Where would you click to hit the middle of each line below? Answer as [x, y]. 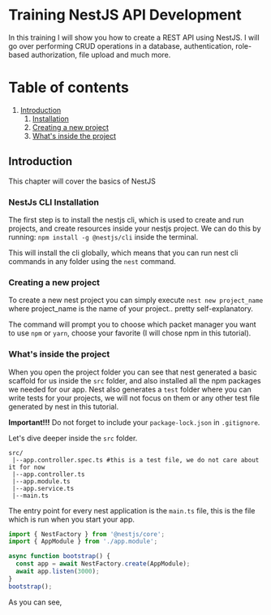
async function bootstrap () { [60, 557]
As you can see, [35, 602]
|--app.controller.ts [48, 474]
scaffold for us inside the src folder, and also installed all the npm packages [135, 380]
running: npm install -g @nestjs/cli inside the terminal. [103, 236]
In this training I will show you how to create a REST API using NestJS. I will [134, 37]
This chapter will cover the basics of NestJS [82, 181]
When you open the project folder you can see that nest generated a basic [133, 372]
